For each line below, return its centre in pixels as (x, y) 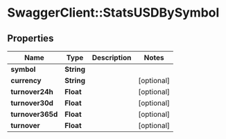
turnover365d (34, 114)
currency (26, 81)
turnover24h (32, 92)
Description (112, 58)
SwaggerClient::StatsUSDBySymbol (113, 13)
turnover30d (32, 103)
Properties (31, 38)
